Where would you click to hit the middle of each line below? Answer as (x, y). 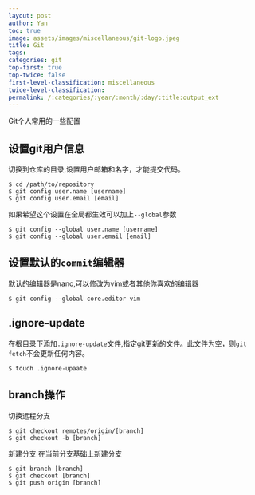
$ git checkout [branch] (49, 476)
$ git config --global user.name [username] (83, 230)
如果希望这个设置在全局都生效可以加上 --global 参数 (92, 214)
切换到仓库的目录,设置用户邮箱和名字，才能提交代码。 (97, 169)
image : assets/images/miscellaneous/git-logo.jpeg (94, 38)
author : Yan (28, 23)
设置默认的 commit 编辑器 (67, 263)
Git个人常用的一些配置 (45, 121)
